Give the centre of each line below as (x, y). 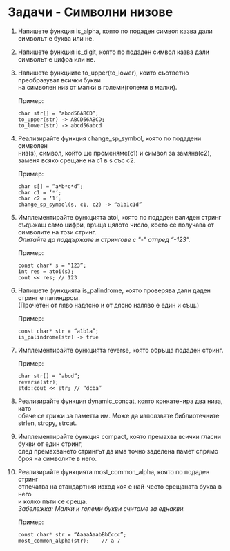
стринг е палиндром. (49, 297)
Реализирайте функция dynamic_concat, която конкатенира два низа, (120, 401)
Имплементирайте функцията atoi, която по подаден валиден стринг (119, 217)
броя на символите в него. (57, 458)
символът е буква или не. (56, 38)
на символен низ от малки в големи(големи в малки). (97, 87)
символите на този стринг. (57, 232)
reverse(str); (38, 382)
